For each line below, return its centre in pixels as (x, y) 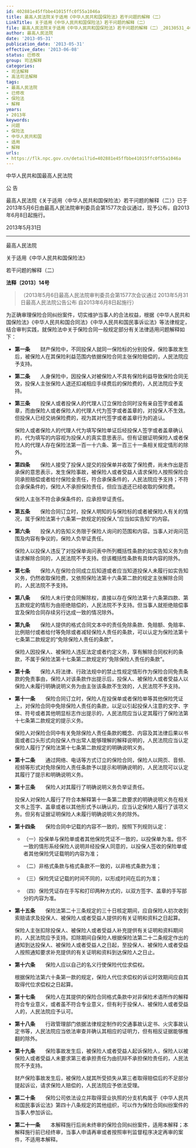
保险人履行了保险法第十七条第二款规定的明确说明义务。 (81, 748)
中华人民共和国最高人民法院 (39, 175)
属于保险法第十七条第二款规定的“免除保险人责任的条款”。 (99, 659)
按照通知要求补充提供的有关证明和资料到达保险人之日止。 (89, 952)
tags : (13, 82)
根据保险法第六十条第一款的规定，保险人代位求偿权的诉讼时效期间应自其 (101, 977)
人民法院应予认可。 (53, 1012)
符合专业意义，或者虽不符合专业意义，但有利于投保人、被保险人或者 (96, 1004)
